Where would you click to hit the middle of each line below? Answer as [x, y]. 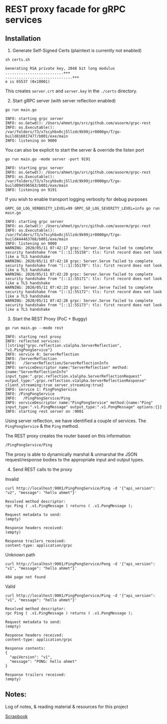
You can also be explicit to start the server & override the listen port [75, 150]
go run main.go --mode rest [34, 328]
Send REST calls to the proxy [42, 469]
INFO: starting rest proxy [33, 337]
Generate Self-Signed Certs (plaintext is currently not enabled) [77, 50]
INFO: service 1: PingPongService [41, 390]
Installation [23, 38]
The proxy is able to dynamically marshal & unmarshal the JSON [71, 454]
